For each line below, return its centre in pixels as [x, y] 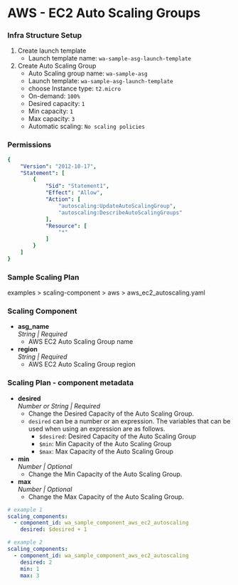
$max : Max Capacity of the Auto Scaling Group [106, 451]
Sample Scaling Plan [43, 277]
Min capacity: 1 [50, 111]
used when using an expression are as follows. [97, 428]
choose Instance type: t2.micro [75, 89]
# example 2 [25, 542]
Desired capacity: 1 [56, 104]
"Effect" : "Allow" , [74, 193]
